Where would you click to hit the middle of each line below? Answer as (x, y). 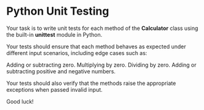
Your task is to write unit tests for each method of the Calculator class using (102, 28)
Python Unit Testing (58, 11)
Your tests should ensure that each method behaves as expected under (96, 46)
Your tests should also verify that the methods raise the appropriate (91, 83)
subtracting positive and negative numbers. (61, 71)
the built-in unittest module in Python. (54, 34)
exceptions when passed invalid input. (54, 89)
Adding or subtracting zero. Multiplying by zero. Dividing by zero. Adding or (101, 65)
